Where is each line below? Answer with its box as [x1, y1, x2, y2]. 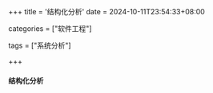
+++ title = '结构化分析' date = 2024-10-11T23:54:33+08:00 [8, 7, 206, 16]
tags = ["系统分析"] [8, 41, 71, 50]
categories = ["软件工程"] [8, 24, 92, 33]
